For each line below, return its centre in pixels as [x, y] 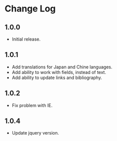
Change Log [30, 9]
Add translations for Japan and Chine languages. [62, 67]
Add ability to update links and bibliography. [57, 77]
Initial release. [26, 39]
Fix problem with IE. [32, 105]
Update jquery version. [35, 133]
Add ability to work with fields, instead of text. [59, 72]
